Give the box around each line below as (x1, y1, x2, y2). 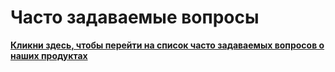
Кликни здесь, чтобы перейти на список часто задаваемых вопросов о (10, 39, 325, 51)
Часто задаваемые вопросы (10, 6, 260, 29)
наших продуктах (10, 49, 88, 61)
